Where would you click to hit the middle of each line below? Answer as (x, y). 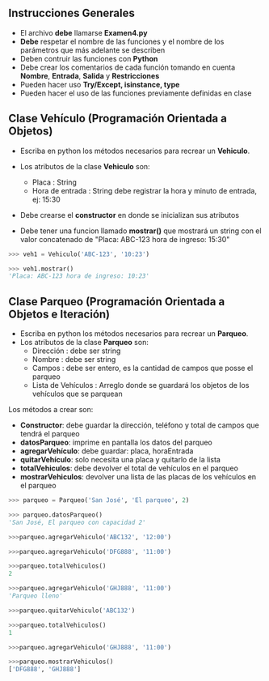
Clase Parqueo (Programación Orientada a (117, 302)
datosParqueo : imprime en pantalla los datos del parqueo (116, 443)
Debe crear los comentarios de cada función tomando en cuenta (128, 67)
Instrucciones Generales (71, 13)
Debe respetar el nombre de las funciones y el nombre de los (122, 41)
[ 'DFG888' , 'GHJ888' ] (45, 670)
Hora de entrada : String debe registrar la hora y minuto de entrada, (144, 190)
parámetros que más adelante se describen (92, 50)
